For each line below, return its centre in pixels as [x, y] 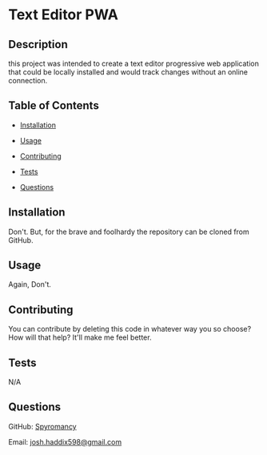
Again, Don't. [30, 284]
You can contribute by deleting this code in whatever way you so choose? [130, 329]
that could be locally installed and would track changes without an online [128, 72]
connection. [28, 81]
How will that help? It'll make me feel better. [80, 337]
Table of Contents [54, 106]
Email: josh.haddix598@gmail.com [65, 441]
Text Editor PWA [63, 15]
